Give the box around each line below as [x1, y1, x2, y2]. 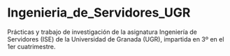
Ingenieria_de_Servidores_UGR [7, 5, 191, 21]
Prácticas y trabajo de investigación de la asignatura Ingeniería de [7, 28, 197, 36]
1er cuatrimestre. [7, 42, 56, 50]
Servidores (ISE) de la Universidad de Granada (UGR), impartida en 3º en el [7, 35, 224, 43]
